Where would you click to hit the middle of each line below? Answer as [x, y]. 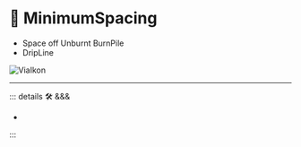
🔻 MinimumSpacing [83, 18]
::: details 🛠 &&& [40, 96]
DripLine [38, 52]
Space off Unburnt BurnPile [73, 43]
